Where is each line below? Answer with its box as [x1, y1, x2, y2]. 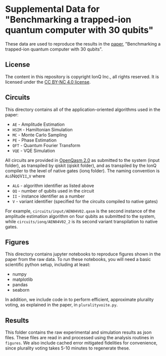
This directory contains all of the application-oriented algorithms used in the [5, 106, 161, 112]
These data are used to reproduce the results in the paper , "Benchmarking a [5, 41, 161, 47]
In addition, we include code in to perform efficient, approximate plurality [5, 297, 154, 303]
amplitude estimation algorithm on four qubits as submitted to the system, [5, 213, 156, 219]
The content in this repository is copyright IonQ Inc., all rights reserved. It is [5, 73, 160, 80]
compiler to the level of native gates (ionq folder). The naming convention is [5, 167, 160, 174]
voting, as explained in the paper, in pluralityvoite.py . [5, 302, 118, 308]
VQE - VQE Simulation [12, 148, 55, 153]
